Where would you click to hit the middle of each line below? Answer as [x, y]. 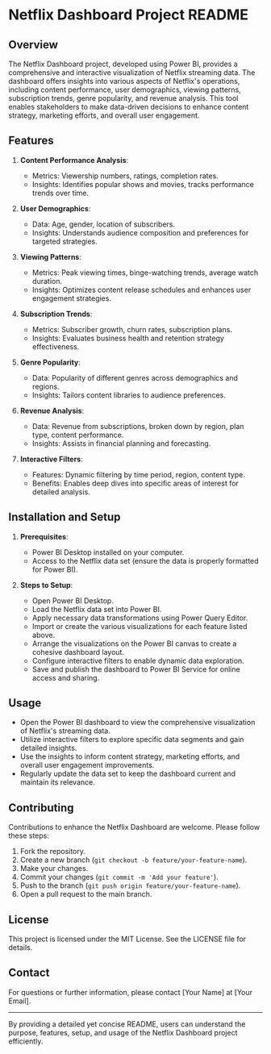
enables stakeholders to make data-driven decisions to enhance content [129, 107]
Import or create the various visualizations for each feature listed [140, 626]
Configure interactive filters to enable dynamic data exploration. [138, 660]
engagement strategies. [71, 298]
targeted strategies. [65, 241]
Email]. [20, 1001]
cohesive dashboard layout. [78, 652]
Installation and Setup [65, 517]
